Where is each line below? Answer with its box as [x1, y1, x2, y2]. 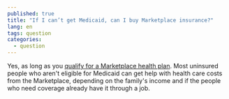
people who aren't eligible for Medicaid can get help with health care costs [7, 69, 223, 77]
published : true [7, 10, 54, 17]
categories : [7, 36, 42, 43]
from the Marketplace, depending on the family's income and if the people [7, 77, 221, 84]
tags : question [7, 29, 52, 37]
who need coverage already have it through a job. [7, 84, 150, 92]
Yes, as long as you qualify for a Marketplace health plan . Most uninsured [7, 62, 219, 70]
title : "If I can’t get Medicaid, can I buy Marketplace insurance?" [7, 17, 214, 24]
